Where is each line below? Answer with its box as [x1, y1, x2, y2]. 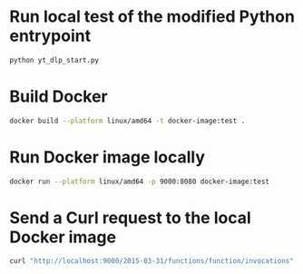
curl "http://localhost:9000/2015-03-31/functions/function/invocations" [9, 257, 295, 266]
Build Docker [9, 86, 108, 106]
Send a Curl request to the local [9, 207, 251, 228]
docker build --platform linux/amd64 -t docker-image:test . [9, 116, 246, 125]
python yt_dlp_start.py [9, 55, 100, 64]
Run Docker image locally [9, 147, 206, 167]
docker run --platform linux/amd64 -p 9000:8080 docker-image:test [9, 177, 270, 186]
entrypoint [9, 25, 92, 46]
